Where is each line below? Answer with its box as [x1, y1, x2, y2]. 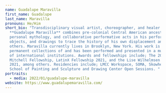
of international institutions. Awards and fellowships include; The [9, 53, 156, 58]
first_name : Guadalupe [5, 12, 52, 17]
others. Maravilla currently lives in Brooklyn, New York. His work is [9, 44, 161, 49]
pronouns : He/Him [5, 21, 41, 26]
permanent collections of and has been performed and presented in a [9, 48, 156, 53]
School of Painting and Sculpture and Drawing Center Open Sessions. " [9, 67, 161, 72]
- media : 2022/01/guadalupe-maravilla [9, 76, 90, 81]
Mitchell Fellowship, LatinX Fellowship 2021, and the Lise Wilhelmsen [9, 58, 161, 62]
